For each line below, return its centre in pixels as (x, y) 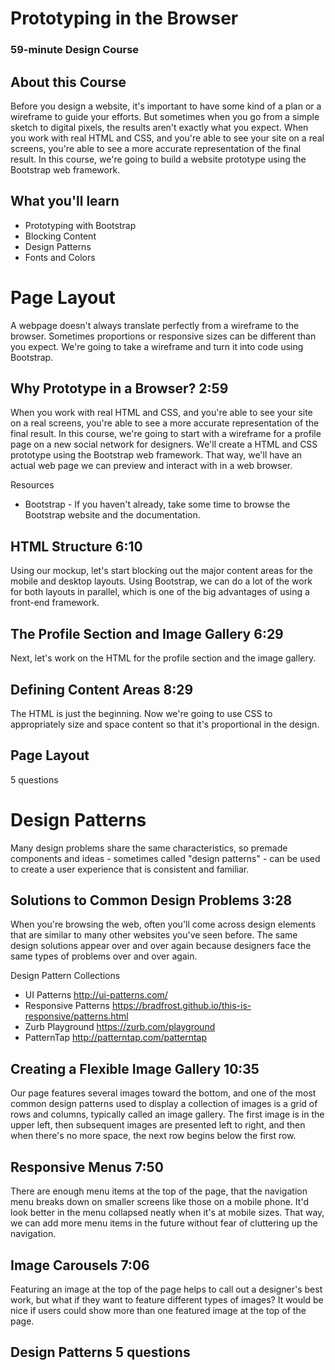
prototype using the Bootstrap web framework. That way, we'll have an (156, 455)
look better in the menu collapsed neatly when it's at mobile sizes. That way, (167, 1213)
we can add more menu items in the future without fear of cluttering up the (164, 1223)
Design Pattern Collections (65, 976)
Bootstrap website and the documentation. (112, 515)
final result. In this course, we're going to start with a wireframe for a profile (166, 434)
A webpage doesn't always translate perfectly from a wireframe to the (155, 325)
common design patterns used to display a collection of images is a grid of (164, 1104)
